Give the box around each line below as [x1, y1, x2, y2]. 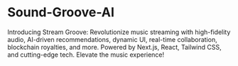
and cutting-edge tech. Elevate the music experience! [7, 50, 165, 59]
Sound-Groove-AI [7, 4, 115, 21]
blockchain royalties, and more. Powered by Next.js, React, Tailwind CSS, [7, 43, 222, 51]
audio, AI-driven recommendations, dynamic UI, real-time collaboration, [7, 35, 218, 43]
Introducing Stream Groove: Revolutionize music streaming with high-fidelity [7, 28, 231, 36]
